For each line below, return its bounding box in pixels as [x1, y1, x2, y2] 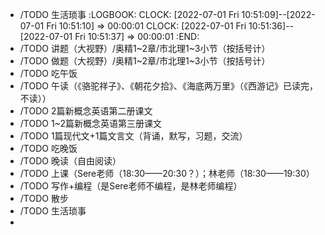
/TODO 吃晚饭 [19, 143, 78, 154]
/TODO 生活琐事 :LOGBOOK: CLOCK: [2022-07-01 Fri [19, 9, 240, 20]
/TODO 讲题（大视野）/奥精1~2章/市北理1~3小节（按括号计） [19, 43, 271, 54]
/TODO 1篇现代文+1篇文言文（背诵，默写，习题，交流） [19, 130, 248, 142]
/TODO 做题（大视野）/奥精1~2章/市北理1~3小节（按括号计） [19, 55, 271, 67]
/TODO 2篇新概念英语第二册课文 [19, 105, 153, 117]
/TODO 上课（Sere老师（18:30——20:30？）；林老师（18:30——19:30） [19, 168, 315, 179]
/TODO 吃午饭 [19, 68, 78, 79]
